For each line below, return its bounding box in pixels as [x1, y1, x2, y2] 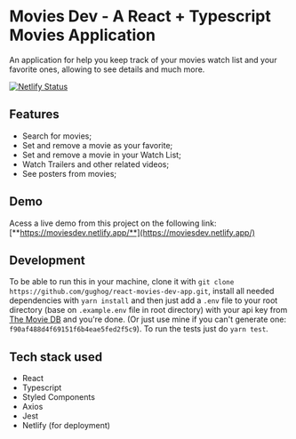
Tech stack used [9, 349, 103, 364]
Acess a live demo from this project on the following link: [9, 218, 217, 228]
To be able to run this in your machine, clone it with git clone [9, 276, 235, 287]
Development [9, 252, 86, 267]
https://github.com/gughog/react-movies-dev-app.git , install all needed [9, 286, 275, 297]
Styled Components [21, 392, 96, 403]
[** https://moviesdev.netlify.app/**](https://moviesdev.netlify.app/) [9, 227, 256, 237]
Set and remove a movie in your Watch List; [21, 149, 182, 160]
